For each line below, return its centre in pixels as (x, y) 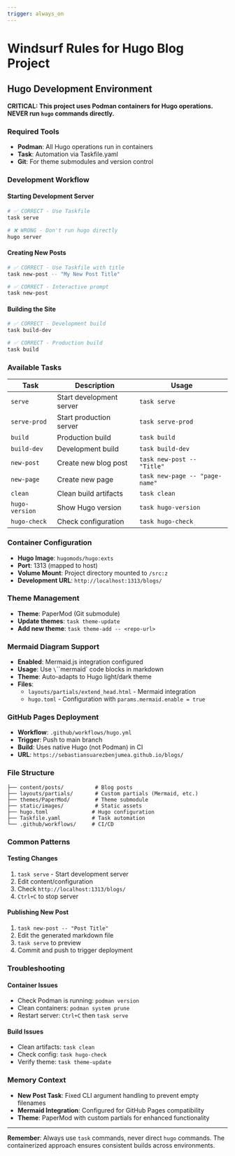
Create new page (85, 480)
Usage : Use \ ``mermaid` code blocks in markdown (91, 669)
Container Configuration (50, 543)
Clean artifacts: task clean (56, 1047)
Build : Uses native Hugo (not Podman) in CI (80, 747)
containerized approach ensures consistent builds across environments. (111, 1145)
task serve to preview (49, 943)
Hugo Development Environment (80, 89)
